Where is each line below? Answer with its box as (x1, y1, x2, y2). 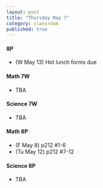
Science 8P (6, 162, 36, 169)
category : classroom (6, 20, 59, 26)
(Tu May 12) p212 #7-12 (15, 148, 74, 156)
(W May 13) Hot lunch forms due (15, 59, 97, 66)
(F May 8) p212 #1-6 (15, 141, 66, 149)
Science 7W (6, 100, 38, 108)
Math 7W (6, 73, 30, 80)
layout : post (6, 9, 40, 15)
